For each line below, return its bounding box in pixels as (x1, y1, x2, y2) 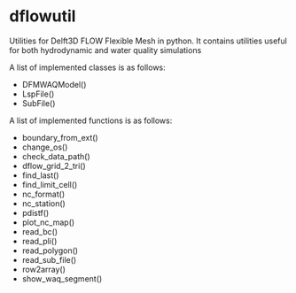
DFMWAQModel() (21, 79, 87, 89)
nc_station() (21, 197, 66, 209)
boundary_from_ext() (21, 132, 99, 143)
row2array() (21, 264, 66, 274)
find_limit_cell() (21, 179, 78, 189)
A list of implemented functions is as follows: (9, 115, 173, 126)
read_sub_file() (21, 254, 77, 265)
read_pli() (21, 235, 58, 246)
